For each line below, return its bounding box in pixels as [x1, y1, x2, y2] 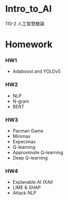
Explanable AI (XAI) [12, 179, 53, 185]
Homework [5, 39, 53, 50]
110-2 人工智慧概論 [5, 20, 45, 26]
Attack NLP [12, 190, 37, 196]
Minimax [12, 133, 31, 139]
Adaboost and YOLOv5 [12, 68, 61, 74]
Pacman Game [12, 128, 44, 134]
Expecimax [12, 138, 36, 145]
